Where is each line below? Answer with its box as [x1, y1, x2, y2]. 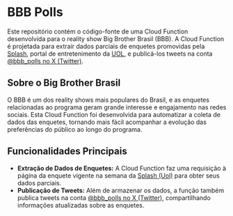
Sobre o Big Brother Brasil [7, 77, 121, 89]
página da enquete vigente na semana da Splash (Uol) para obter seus [17, 171, 220, 180]
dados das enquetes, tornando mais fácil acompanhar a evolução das [7, 118, 207, 126]
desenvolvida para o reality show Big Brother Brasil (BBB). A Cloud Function [7, 34, 225, 43]
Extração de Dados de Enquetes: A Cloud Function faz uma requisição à [17, 164, 227, 172]
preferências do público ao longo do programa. [7, 125, 143, 133]
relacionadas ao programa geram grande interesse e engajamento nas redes [7, 102, 227, 111]
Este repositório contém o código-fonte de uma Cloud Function [7, 27, 188, 36]
